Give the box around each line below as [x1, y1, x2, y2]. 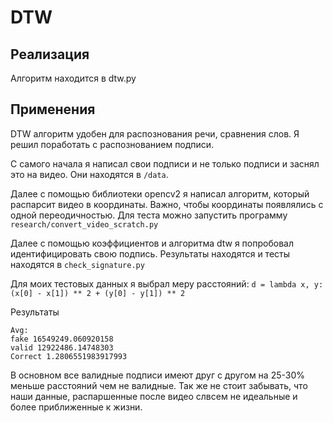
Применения [10, 101, 96, 118]
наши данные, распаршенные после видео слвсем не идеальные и [10, 390, 298, 402]
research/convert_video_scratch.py [10, 219, 159, 230]
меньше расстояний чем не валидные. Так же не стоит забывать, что [10, 379, 308, 391]
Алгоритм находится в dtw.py [10, 72, 137, 84]
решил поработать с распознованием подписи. [10, 138, 215, 150]
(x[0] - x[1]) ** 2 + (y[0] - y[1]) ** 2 [10, 288, 186, 298]
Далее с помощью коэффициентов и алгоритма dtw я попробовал [10, 237, 294, 249]
